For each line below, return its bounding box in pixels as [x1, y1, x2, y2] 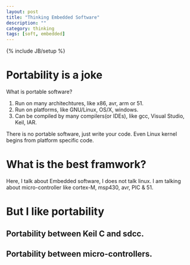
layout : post [6, 8, 39, 15]
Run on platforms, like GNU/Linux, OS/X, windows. [14, 106, 139, 114]
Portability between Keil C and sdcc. [6, 229, 144, 239]
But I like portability [6, 205, 104, 218]
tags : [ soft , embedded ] [6, 31, 66, 37]
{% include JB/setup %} [6, 47, 66, 54]
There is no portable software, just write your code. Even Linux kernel [6, 130, 177, 138]
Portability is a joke [6, 68, 103, 82]
